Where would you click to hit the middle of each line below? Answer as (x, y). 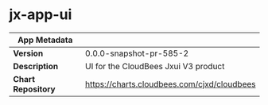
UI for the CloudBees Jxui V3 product (155, 66)
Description (36, 66)
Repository (34, 89)
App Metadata (45, 40)
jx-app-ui (41, 15)
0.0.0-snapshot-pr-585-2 (137, 53)
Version (28, 53)
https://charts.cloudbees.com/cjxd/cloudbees (171, 84)
